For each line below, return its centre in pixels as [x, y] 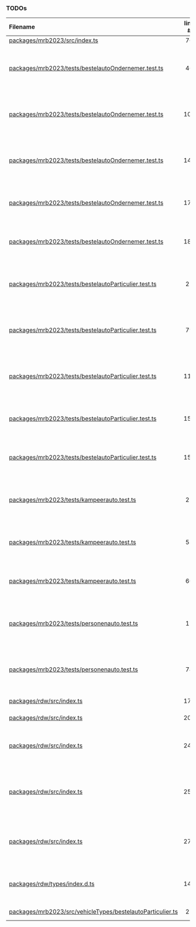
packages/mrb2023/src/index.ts [54, 40]
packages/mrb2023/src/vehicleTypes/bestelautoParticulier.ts [93, 912]
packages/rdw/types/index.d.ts [52, 884]
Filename [22, 27]
